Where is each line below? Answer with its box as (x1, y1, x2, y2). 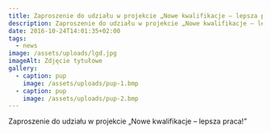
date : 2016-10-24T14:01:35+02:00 (8, 27, 121, 35)
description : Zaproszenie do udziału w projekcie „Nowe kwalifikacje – (8, 19, 254, 27)
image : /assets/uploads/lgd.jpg (8, 49, 117, 57)
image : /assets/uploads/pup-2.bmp (23, 94, 139, 103)
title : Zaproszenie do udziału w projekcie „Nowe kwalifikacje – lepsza (8, 11, 258, 20)
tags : (8, 34, 27, 43)
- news (15, 42, 38, 50)
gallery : (8, 65, 38, 73)
